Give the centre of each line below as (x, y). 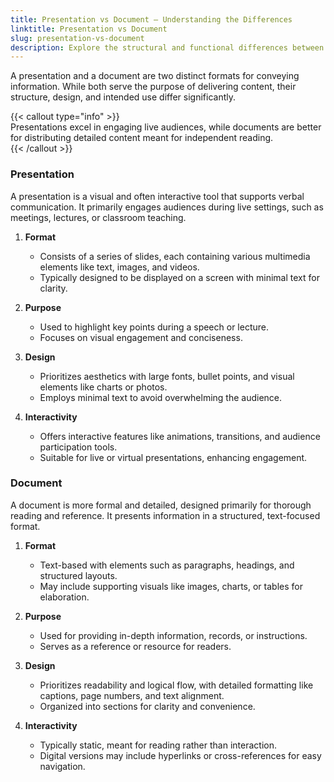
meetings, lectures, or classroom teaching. (98, 217)
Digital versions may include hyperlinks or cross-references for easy (180, 755)
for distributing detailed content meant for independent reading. (142, 138)
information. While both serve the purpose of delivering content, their (153, 87)
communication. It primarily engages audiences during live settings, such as (167, 207)
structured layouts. (78, 575)
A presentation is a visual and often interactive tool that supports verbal (157, 196)
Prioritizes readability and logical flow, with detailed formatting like (176, 685)
